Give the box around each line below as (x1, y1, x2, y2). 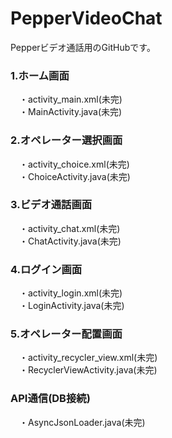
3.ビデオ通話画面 (10, 198, 93, 212)
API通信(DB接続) (10, 392, 91, 406)
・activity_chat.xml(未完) (18, 222, 121, 234)
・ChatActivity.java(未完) (18, 235, 122, 247)
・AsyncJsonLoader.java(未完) (18, 416, 146, 428)
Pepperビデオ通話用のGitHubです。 (10, 41, 156, 53)
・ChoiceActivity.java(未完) (18, 170, 131, 182)
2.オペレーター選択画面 (10, 133, 123, 147)
